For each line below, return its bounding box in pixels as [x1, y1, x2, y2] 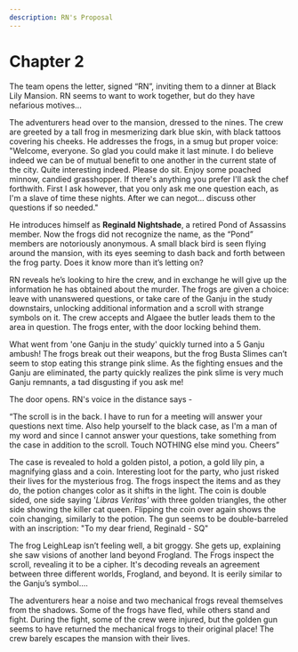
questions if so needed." [9, 202, 99, 213]
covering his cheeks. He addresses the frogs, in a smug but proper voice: [9, 135, 278, 147]
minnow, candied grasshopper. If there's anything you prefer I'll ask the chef [9, 173, 289, 184]
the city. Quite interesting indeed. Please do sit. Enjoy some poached [9, 164, 262, 174]
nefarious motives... [9, 100, 82, 110]
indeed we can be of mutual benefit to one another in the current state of [9, 155, 278, 165]
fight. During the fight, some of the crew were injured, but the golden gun [9, 614, 278, 624]
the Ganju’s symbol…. [9, 577, 89, 588]
